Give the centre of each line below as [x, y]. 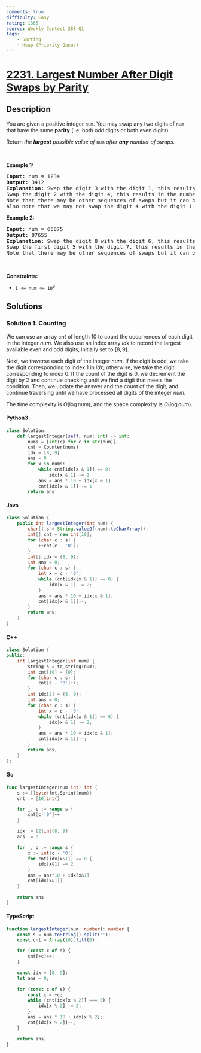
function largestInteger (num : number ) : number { [68, 929]
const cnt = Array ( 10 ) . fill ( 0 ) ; [57, 940]
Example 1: [20, 165]
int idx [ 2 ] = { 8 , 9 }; [55, 695]
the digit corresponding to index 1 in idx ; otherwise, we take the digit [90, 367]
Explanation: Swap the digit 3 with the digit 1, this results [101, 188]
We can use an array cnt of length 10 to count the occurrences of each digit [100, 336]
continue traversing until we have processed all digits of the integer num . [96, 392]
